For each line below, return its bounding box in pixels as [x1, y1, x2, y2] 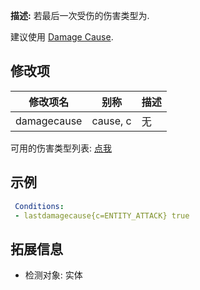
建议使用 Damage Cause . [10, 31, 114, 43]
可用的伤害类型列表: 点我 [10, 142, 112, 154]
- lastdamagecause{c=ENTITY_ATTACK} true [14, 210, 190, 221]
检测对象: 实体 [24, 269, 83, 281]
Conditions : [14, 201, 65, 211]
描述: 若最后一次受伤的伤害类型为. [10, 10, 150, 21]
